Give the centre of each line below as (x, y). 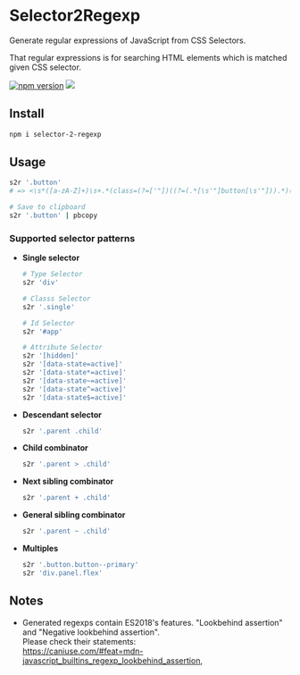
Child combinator (55, 448)
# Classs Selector (56, 299)
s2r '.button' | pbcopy (54, 215)
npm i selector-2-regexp (55, 134)
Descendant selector (62, 414)
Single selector (51, 258)
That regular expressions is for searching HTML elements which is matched (148, 57)
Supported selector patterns (72, 238)
